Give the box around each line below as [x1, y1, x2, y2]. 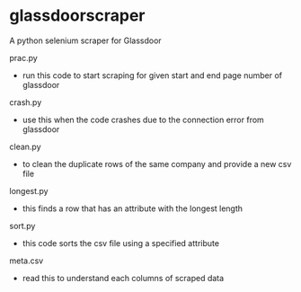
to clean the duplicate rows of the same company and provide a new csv [22, 158, 292, 169]
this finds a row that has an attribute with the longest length [22, 203, 243, 214]
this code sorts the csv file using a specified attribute [22, 237, 220, 248]
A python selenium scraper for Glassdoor [9, 35, 162, 46]
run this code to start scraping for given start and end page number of [22, 69, 283, 81]
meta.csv [9, 255, 44, 266]
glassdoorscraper [9, 5, 146, 26]
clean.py [9, 141, 42, 152]
